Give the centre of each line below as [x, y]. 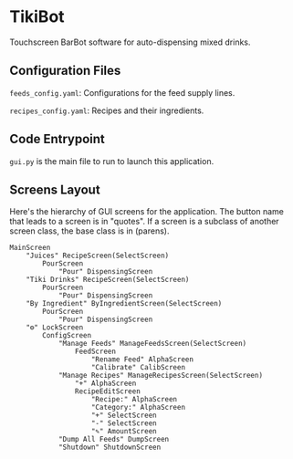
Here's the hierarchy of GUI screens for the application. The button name [147, 212]
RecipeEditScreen [108, 391]
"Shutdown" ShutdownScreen [110, 448]
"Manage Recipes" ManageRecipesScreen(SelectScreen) [160, 376]
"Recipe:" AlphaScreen [134, 400]
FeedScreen [95, 352]
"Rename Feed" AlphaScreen [142, 360]
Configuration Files [65, 71]
